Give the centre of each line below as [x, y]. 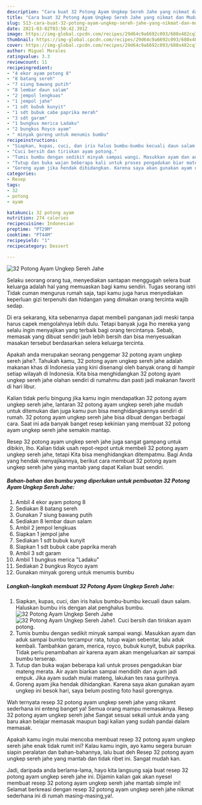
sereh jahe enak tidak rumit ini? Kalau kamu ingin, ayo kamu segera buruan [99, 746]
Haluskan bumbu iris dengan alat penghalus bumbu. [80, 608]
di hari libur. [21, 386]
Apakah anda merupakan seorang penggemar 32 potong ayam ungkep [94, 354]
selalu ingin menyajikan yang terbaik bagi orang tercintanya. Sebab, [91, 330]
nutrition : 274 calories [38, 218]
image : [15, 34]
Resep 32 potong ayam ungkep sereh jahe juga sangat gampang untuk [94, 442]
